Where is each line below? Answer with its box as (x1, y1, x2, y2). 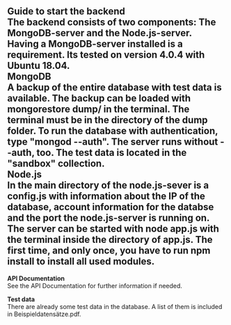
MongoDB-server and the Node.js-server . (7, 27, 193, 39)
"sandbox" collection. (7, 158, 105, 170)
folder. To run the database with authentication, (7, 125, 218, 137)
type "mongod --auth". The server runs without (7, 136, 218, 148)
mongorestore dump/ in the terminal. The (7, 104, 190, 116)
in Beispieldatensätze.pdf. (7, 310, 81, 318)
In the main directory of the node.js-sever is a (7, 180, 209, 191)
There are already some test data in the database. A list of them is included (7, 302, 223, 310)
